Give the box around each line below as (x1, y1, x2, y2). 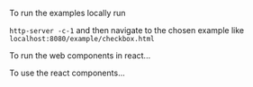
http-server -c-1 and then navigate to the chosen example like (9, 25, 245, 35)
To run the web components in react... (9, 50, 151, 61)
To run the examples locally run (9, 8, 126, 18)
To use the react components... (9, 67, 125, 78)
